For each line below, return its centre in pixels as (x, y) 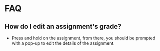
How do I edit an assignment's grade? (63, 26)
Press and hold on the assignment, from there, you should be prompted (83, 38)
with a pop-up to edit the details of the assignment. (63, 43)
